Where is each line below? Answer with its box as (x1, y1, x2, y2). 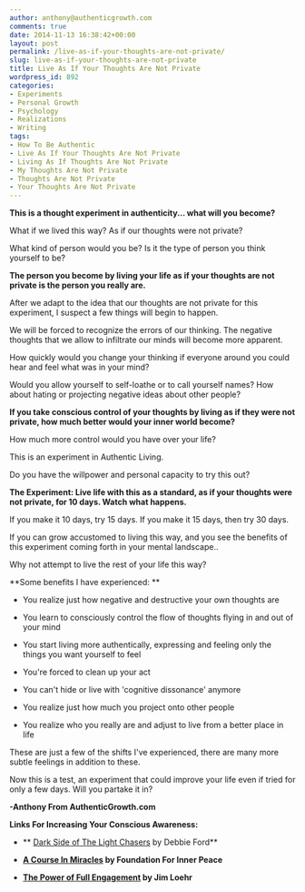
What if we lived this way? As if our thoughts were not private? (9, 225, 243, 237)
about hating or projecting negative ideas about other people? (9, 389, 241, 400)
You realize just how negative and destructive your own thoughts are (22, 594, 280, 605)
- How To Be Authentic (9, 140, 95, 149)
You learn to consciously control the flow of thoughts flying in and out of (22, 612, 294, 623)
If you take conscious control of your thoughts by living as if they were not (9, 407, 296, 418)
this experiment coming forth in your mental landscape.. (9, 542, 219, 552)
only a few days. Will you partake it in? (9, 784, 153, 795)
